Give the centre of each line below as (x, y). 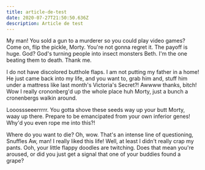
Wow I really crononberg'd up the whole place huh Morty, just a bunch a (97, 92)
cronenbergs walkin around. (42, 98)
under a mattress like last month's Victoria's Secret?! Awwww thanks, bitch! (102, 85)
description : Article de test (45, 23)
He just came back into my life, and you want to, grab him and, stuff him (97, 79)
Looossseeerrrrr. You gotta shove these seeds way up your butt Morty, (96, 110)
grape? (15, 161)
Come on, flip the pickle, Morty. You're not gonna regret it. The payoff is (97, 47)
